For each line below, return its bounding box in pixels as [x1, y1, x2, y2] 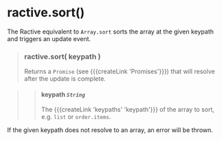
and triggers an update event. [7, 34, 91, 42]
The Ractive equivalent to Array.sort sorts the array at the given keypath [7, 27, 214, 36]
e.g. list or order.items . [41, 113, 111, 121]
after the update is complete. [23, 75, 107, 83]
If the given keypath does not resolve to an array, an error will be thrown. [7, 126, 213, 134]
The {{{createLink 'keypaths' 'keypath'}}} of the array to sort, [41, 105, 215, 114]
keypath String [41, 90, 86, 99]
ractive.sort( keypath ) [23, 51, 101, 61]
